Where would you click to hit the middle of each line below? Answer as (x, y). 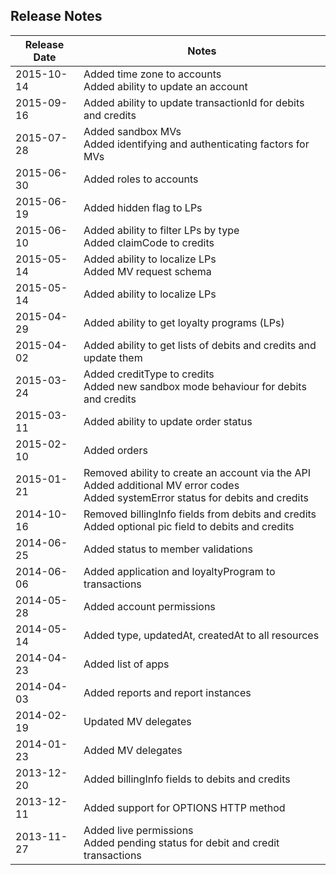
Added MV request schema (147, 271)
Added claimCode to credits (149, 242)
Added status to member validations (168, 549)
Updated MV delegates (137, 721)
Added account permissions (149, 606)
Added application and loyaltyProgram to (179, 571)
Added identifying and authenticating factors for (196, 144)
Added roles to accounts (141, 179)
